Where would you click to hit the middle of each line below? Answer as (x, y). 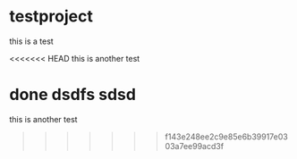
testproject (51, 17)
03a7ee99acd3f (195, 146)
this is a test (31, 41)
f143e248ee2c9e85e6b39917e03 (226, 137)
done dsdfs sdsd (73, 95)
